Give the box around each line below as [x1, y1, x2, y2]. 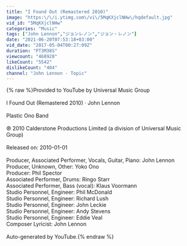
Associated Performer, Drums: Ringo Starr [6, 176, 110, 183]
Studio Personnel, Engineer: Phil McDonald [6, 188, 112, 196]
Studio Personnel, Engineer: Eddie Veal [6, 214, 103, 221]
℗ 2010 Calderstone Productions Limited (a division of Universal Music [6, 125, 182, 132]
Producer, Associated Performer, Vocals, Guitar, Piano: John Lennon [6, 157, 175, 164]
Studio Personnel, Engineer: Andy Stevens [6, 208, 111, 215]
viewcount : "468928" [6, 53, 58, 59]
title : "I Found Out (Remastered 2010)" [6, 8, 109, 15]
